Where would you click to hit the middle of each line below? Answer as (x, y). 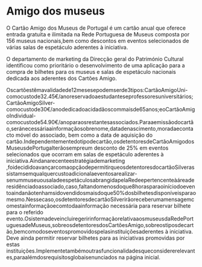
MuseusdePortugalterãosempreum (49, 148)
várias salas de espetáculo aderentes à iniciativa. (67, 47)
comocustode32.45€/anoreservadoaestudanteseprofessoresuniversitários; (100, 96)
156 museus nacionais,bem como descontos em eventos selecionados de (98, 41)
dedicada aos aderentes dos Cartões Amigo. (62, 78)
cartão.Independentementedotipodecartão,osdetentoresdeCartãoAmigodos (100, 141)
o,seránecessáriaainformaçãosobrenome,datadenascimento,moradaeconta (100, 128)
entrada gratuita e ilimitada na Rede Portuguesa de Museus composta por (98, 34)
